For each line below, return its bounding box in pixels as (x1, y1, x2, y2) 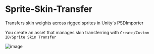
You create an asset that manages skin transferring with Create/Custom (5, 29, 150, 35)
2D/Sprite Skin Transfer (5, 35, 56, 40)
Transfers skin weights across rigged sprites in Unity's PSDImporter (5, 20, 144, 26)
